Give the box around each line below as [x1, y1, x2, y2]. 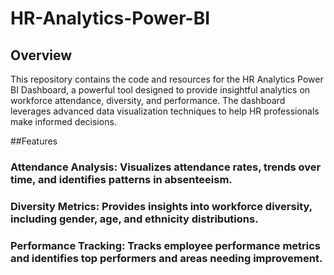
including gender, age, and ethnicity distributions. [10, 212, 259, 226]
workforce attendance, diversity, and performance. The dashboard [10, 95, 286, 106]
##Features [10, 135, 58, 147]
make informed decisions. [10, 116, 117, 127]
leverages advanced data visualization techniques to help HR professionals [10, 105, 320, 117]
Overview [10, 47, 73, 64]
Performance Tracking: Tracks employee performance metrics [10, 238, 322, 252]
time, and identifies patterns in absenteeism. [10, 172, 233, 186]
